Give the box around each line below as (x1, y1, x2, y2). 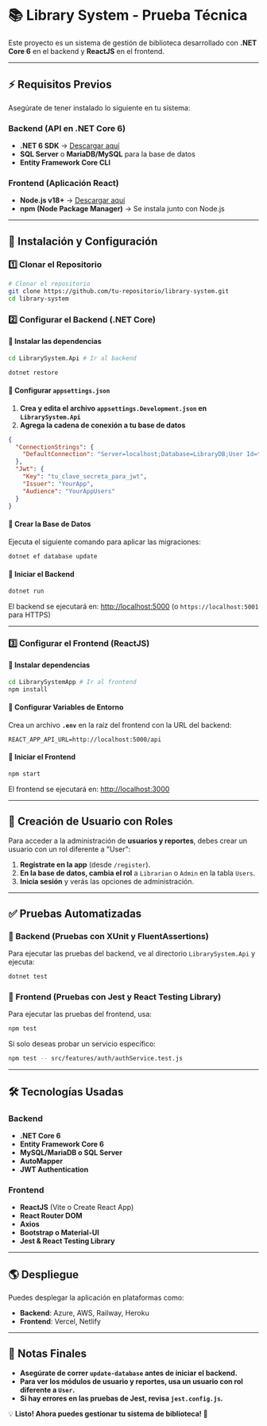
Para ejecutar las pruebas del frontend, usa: (8, 1010, 153, 1019)
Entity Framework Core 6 (19, 1139, 105, 1149)
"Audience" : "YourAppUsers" (22, 487, 115, 495)
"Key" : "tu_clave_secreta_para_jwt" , (22, 473, 148, 481)
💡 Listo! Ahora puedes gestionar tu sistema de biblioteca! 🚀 (8, 1409, 208, 1418)
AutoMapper (19, 1156, 64, 1165)
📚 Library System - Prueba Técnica (8, 6, 248, 25)
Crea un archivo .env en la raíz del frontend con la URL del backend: (8, 720, 232, 729)
